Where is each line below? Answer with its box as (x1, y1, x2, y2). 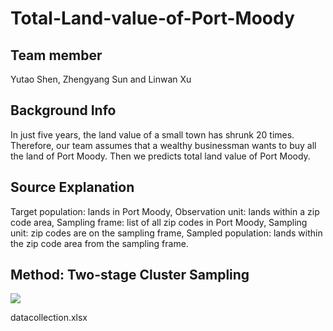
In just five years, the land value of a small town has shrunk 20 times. (10, 128, 295, 141)
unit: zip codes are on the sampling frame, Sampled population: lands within (10, 227, 323, 239)
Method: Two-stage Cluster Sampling (10, 267, 250, 284)
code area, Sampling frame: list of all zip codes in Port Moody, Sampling (10, 216, 308, 228)
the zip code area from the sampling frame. (10, 237, 189, 249)
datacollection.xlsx (10, 312, 88, 324)
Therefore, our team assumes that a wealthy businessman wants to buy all (10, 139, 317, 151)
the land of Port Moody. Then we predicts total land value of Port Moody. (10, 150, 311, 162)
